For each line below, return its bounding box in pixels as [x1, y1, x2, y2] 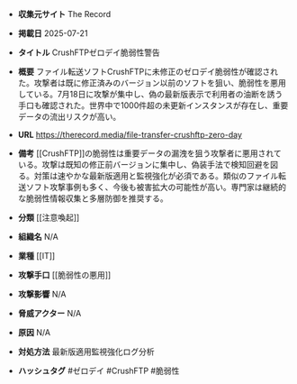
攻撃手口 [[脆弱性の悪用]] [17, 270, 112, 280]
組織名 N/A [17, 232, 58, 242]
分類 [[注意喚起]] [17, 212, 80, 223]
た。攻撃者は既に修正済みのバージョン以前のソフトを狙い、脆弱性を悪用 [17, 78, 286, 88]
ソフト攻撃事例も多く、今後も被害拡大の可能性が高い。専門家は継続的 [25, 182, 286, 192]
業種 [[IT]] [17, 251, 56, 261]
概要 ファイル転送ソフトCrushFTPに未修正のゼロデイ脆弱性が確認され [17, 67, 279, 77]
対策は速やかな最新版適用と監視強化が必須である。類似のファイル [33, 170, 279, 181]
